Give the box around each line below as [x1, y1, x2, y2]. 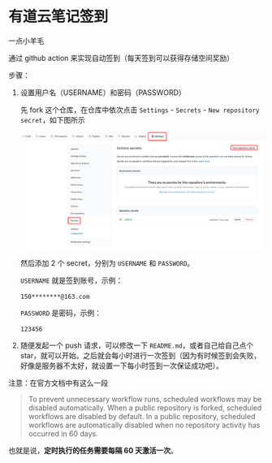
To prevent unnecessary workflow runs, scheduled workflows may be [28, 395, 262, 405]
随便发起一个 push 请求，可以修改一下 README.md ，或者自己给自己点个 [19, 340, 254, 350]
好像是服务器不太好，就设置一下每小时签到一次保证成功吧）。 [19, 361, 223, 370]
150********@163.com [19, 293, 90, 301]
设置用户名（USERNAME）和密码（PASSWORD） [19, 87, 187, 97]
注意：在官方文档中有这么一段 [8, 379, 108, 388]
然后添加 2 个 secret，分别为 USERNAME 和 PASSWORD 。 [19, 258, 195, 268]
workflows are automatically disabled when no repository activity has [28, 420, 261, 431]
